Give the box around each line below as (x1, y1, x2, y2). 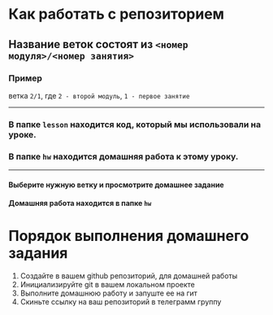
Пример (8, 72, 43, 84)
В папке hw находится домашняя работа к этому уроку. (8, 151, 239, 162)
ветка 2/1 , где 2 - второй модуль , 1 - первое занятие (8, 90, 190, 100)
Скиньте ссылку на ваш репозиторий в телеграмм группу (19, 297, 222, 307)
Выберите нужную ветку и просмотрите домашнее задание (8, 180, 225, 190)
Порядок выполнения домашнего (8, 227, 249, 245)
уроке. (8, 129, 37, 140)
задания (8, 244, 68, 263)
